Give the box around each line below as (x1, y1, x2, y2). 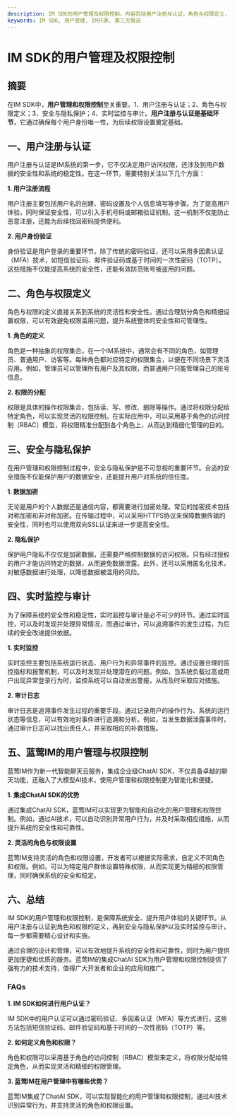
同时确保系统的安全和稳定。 (19, 871, 100, 879)
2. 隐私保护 (7, 535, 40, 543)
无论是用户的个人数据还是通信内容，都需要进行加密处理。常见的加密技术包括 (7, 502, 230, 511)
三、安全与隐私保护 (7, 443, 91, 455)
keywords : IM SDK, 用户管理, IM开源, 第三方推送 (7, 17, 141, 24)
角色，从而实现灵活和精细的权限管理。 (13, 1062, 125, 1070)
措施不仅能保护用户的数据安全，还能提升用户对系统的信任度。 (13, 472, 193, 481)
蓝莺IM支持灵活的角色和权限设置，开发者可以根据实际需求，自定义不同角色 (7, 853, 225, 861)
